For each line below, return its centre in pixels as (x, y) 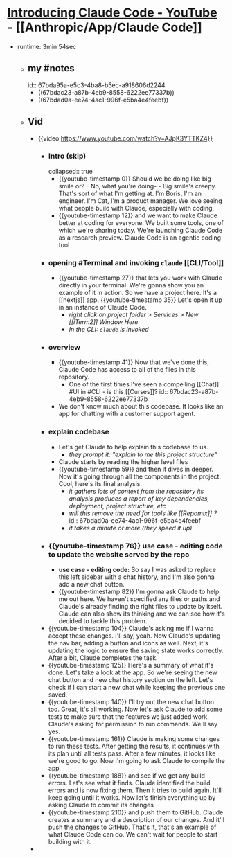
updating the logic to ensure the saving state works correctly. (136, 651)
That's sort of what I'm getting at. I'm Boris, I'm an (130, 193)
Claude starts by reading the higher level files (123, 461)
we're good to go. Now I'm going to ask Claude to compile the (136, 761)
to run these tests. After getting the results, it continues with (134, 747)
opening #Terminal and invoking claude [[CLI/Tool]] (136, 262)
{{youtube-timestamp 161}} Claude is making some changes (134, 739)
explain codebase (79, 432)
